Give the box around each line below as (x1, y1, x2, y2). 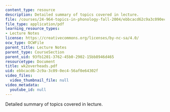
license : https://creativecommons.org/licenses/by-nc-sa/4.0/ (5, 36, 139, 41)
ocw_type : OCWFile (5, 40, 44, 45)
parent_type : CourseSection (5, 49, 65, 54)
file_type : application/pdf (5, 21, 65, 27)
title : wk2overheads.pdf (5, 64, 58, 69)
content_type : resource (5, 7, 56, 13)
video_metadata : (5, 82, 39, 87)
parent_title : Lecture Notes (5, 45, 67, 50)
